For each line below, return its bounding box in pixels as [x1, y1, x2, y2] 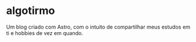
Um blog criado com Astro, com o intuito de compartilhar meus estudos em [6, 23, 191, 30]
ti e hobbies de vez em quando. [6, 29, 83, 36]
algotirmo [6, 4, 55, 17]
